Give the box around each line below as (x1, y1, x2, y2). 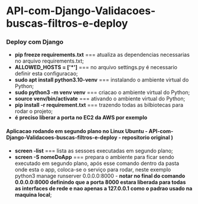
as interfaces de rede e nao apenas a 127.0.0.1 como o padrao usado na (14, 184, 193, 192)
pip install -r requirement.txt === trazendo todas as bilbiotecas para (14, 102, 184, 109)
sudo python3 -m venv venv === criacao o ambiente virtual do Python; (14, 89, 190, 96)
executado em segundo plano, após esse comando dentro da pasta (14, 160, 179, 167)
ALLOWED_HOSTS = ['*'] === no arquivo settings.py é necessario (14, 64, 177, 71)
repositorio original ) (122, 134, 173, 141)
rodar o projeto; (14, 108, 53, 115)
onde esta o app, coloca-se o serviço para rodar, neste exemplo (14, 166, 171, 173)
